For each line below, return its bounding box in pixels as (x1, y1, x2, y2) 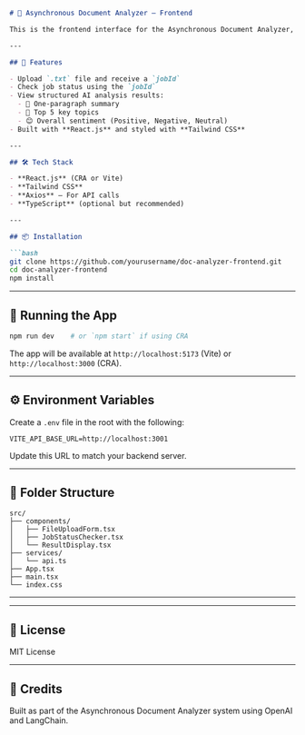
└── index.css (9, 581, 64, 590)
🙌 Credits (9, 681, 64, 697)
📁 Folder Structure (9, 485, 115, 501)
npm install (9, 273, 54, 283)
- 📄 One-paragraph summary (17, 100, 120, 109)
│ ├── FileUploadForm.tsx (9, 525, 116, 534)
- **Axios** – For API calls (9, 191, 120, 200)
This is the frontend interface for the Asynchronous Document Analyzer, (9, 25, 295, 34)
